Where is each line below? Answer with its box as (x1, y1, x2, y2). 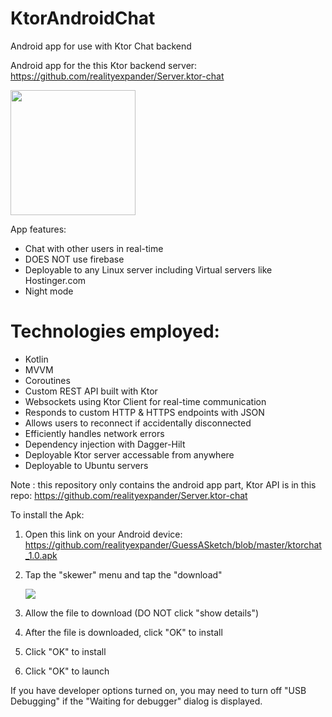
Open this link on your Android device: (24, 528, 183, 540)
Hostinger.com (24, 274, 87, 286)
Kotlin (24, 353, 49, 365)
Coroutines (24, 374, 71, 386)
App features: (10, 223, 67, 235)
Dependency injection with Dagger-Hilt (24, 438, 186, 450)
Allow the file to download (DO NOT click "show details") (24, 607, 260, 619)
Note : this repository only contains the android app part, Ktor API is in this (10, 478, 317, 491)
